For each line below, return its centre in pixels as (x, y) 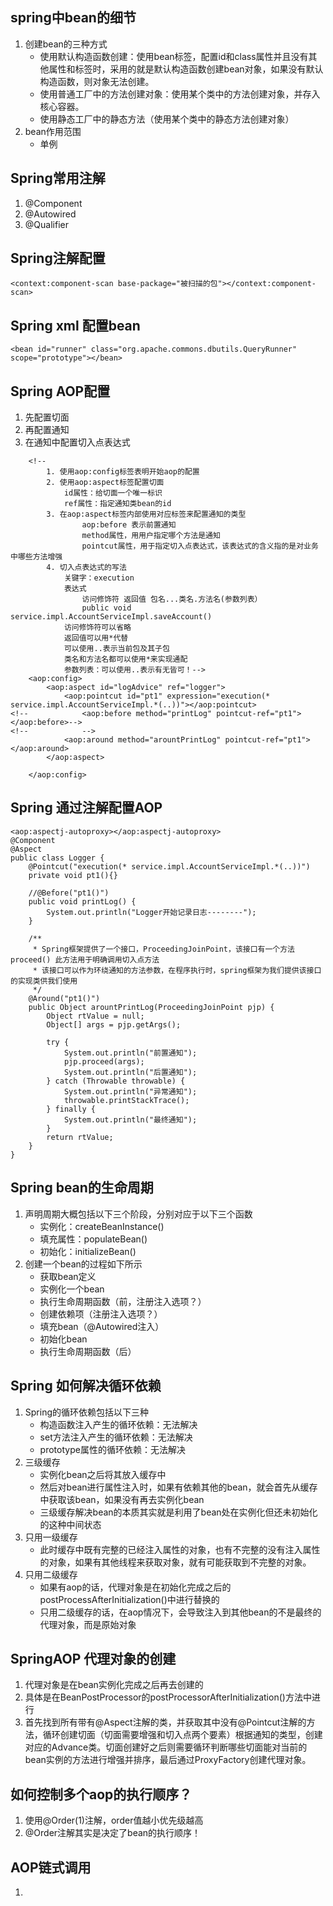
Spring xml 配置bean (75, 325)
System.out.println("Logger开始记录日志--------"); (151, 912)
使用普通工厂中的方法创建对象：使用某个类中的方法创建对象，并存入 (180, 94)
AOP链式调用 (51, 1867)
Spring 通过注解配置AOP (86, 808)
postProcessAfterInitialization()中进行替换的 (129, 1599)
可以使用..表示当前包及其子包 (116, 649)
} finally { (71, 1109)
